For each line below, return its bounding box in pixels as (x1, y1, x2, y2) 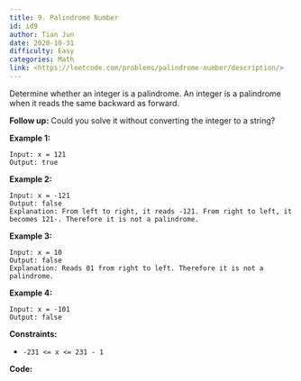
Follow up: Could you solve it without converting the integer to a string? (9, 114, 276, 126)
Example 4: (9, 287, 52, 298)
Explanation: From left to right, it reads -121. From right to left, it (9, 206, 293, 216)
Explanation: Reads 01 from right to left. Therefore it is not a (9, 263, 264, 273)
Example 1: (9, 132, 51, 143)
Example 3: (9, 231, 52, 241)
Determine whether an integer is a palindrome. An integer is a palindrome (9, 87, 282, 99)
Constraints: (9, 328, 58, 339)
